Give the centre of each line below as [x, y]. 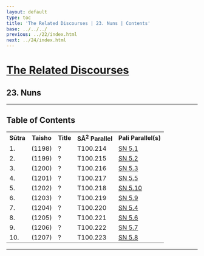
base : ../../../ [27, 29]
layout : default [27, 12]
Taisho [41, 138]
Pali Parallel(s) [139, 138]
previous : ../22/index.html [42, 35]
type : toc [19, 18]
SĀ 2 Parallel [95, 138]
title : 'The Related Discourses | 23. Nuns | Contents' [78, 23]
